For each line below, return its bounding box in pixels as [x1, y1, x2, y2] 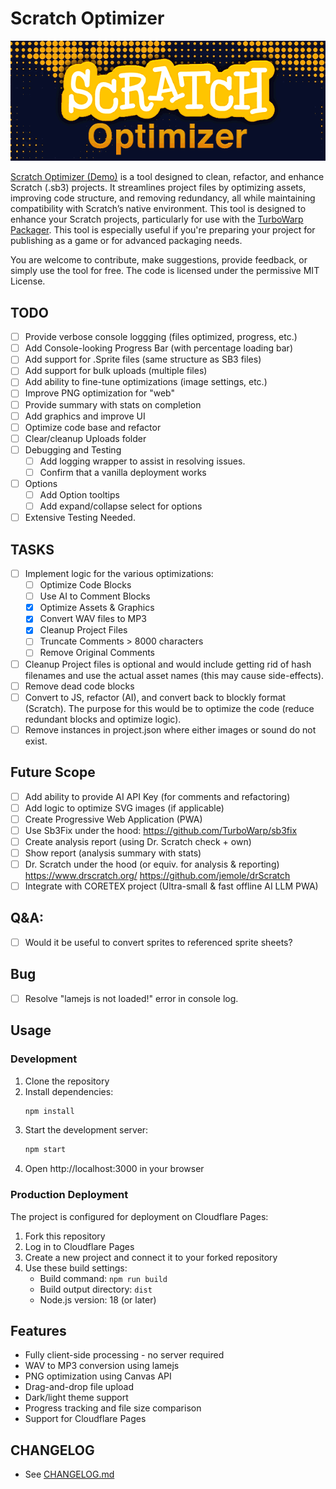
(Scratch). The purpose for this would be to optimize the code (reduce [24, 702, 315, 714]
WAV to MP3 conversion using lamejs [24, 1360, 180, 1372]
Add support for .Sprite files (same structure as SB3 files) [24, 353, 262, 366]
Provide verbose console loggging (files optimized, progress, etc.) [24, 331, 298, 343]
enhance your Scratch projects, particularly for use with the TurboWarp [10, 213, 304, 226]
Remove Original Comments [39, 647, 155, 659]
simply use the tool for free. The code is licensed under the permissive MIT [10, 265, 320, 277]
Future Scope [10, 764, 96, 781]
